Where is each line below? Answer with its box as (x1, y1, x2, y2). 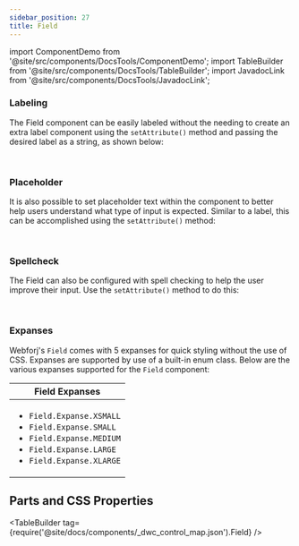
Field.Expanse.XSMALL (29, 411, 121, 421)
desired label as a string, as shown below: (9, 136, 164, 147)
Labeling (9, 97, 48, 109)
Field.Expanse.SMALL (29, 422, 116, 432)
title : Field (9, 21, 58, 30)
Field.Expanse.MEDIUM (29, 433, 121, 443)
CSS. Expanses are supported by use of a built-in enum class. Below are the (9, 354, 291, 365)
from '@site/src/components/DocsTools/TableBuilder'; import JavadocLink (9, 64, 285, 76)
